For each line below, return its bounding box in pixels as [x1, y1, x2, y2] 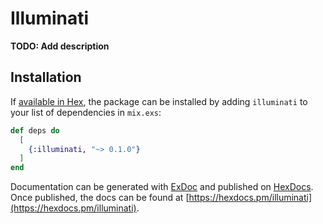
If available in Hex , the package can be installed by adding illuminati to [10, 95, 308, 107]
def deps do [10, 125, 60, 136]
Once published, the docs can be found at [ [10, 192, 190, 204]
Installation [10, 69, 82, 86]
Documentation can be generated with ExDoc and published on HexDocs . [10, 181, 314, 193]
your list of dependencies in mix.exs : [10, 106, 162, 118]
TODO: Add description [10, 40, 110, 52]
